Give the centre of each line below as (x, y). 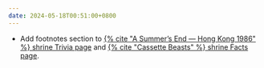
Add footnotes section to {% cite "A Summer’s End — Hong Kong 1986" (138, 38)
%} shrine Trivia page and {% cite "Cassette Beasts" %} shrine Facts (134, 47)
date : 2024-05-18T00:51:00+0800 (62, 16)
